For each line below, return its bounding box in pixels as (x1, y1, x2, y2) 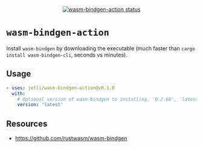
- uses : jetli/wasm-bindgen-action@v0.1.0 (6, 85, 115, 91)
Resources (6, 118, 48, 129)
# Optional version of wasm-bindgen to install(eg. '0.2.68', (17, 96, 177, 103)
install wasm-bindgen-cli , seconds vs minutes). (6, 51, 128, 58)
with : (11, 90, 26, 96)
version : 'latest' (17, 102, 63, 108)
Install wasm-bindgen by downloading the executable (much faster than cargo (6, 44, 195, 52)
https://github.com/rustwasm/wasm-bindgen (14, 135, 127, 142)
